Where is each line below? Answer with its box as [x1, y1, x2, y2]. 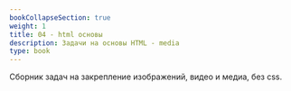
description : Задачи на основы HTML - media [9, 38, 180, 48]
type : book [9, 47, 51, 56]
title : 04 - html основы [9, 30, 103, 39]
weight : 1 [9, 22, 47, 31]
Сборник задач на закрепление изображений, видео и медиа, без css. [9, 71, 283, 82]
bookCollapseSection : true [9, 13, 111, 23]
